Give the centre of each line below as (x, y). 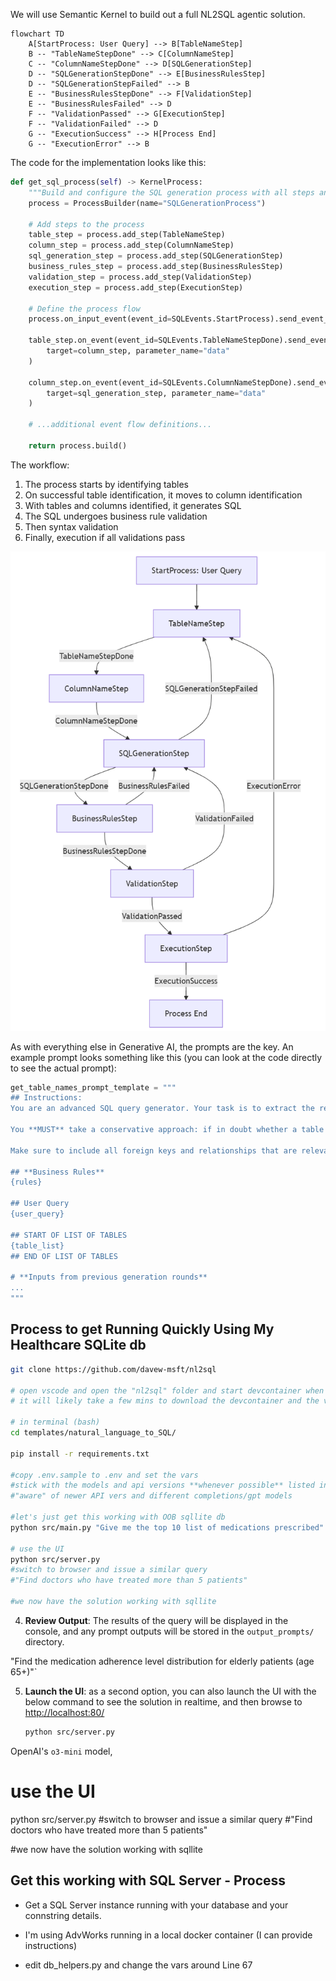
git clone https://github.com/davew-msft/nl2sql (113, 1369)
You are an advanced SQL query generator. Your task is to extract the (162, 1109)
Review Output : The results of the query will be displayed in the (156, 1620)
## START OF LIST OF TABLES (69, 1235)
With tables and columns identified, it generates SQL (133, 505)
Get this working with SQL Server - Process (148, 1880)
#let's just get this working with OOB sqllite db (118, 1517)
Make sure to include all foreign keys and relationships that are (154, 1150)
